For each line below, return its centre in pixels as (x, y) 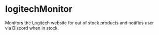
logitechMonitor (39, 9)
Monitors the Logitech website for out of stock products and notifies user (79, 23)
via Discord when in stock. (32, 28)
